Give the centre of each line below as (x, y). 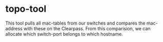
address (14, 28)
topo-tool (26, 9)
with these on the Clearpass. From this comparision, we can (87, 28)
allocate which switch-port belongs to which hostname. (64, 34)
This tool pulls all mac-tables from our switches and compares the (75, 23)
